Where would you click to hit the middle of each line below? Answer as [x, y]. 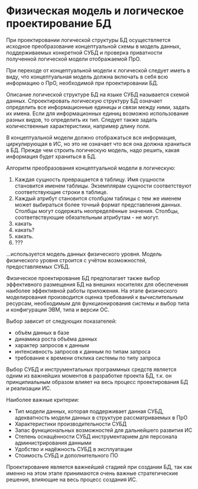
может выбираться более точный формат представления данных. [98, 204]
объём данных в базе [42, 332]
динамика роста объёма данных [56, 339]
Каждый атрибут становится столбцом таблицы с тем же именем [98, 198]
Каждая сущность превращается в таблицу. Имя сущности [90, 179]
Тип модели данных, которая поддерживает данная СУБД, [89, 411]
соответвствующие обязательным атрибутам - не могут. [87, 217]
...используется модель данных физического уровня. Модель [84, 254]
